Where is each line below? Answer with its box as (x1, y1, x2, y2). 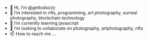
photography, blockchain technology (9, 15, 85, 20)
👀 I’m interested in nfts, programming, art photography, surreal (9, 10, 138, 16)
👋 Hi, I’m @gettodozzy (9, 5, 55, 10)
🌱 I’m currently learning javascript (9, 20, 79, 26)
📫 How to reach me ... (9, 31, 56, 37)
